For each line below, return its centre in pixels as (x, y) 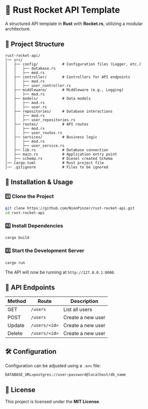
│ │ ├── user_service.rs (35, 146)
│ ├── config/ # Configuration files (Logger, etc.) (73, 64)
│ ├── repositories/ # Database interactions (59, 111)
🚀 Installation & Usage (39, 182)
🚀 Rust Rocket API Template (62, 10)
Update (16, 326)
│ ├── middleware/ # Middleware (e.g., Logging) (64, 90)
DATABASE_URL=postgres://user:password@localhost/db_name (65, 375)
